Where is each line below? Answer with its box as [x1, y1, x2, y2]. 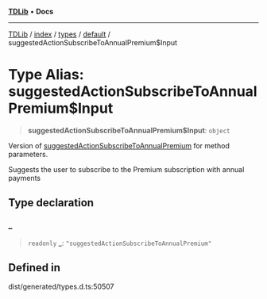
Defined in [8, 261, 61, 274]
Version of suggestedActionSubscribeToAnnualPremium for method [8, 140, 230, 150]
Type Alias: [8, 66, 85, 84]
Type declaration [8, 196, 94, 209]
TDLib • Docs [8, 7, 54, 16]
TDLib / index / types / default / [8, 29, 111, 39]
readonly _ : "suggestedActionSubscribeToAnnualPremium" [27, 238, 212, 247]
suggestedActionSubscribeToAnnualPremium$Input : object [27, 125, 230, 135]
